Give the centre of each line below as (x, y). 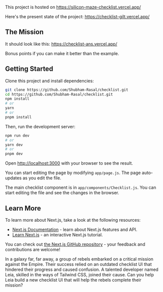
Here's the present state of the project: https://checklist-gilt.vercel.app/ (77, 16)
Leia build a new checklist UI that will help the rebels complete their (73, 280)
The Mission (24, 32)
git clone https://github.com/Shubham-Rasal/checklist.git (67, 90)
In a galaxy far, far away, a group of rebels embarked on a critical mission (79, 259)
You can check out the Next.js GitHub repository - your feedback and (75, 244)
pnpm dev (14, 154)
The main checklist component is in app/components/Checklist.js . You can (81, 188)
